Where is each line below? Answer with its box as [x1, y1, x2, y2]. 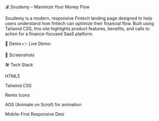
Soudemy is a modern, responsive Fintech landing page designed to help [5, 15, 153, 21]
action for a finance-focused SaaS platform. [5, 31, 94, 37]
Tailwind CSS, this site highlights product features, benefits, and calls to [5, 26, 150, 31]
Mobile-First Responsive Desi [5, 111, 65, 117]
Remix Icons [5, 92, 30, 98]
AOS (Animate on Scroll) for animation [5, 102, 82, 107]
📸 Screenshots [5, 52, 35, 58]
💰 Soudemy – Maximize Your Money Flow [5, 4, 90, 10]
